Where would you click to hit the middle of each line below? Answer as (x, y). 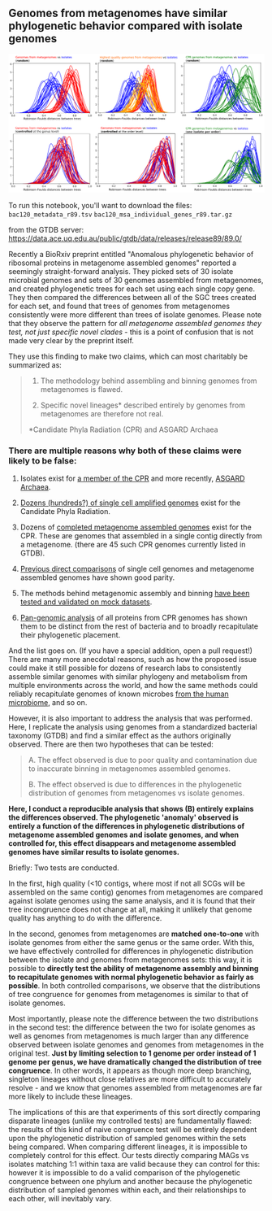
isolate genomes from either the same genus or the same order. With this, (132, 943)
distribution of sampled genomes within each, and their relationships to (127, 1190)
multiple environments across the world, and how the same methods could (133, 686)
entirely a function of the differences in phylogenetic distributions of (127, 826)
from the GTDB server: (46, 229)
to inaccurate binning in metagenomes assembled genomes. (130, 769)
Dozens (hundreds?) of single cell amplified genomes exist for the (130, 503)
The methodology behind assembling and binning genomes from (149, 381)
